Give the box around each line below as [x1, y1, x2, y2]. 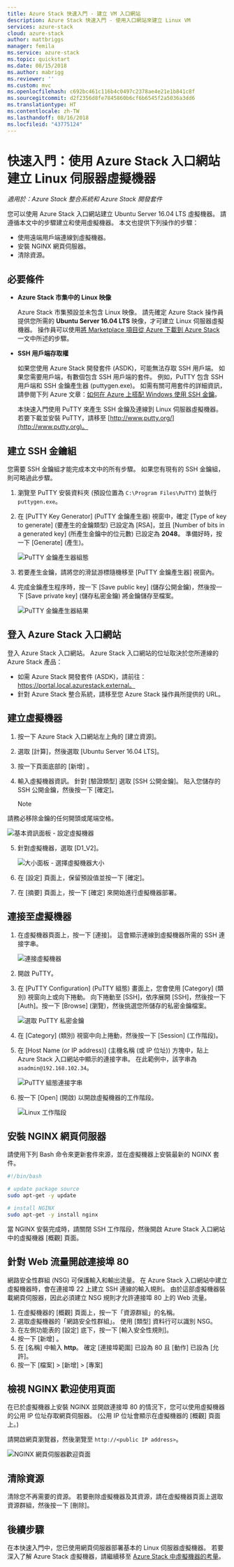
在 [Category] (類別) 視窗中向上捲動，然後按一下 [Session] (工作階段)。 [17, 1031, 222, 1039]
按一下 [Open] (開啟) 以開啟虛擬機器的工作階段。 [17, 1093, 158, 1101]
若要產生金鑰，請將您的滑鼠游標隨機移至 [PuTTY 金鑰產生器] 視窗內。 [17, 568, 219, 577]
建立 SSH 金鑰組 [7, 445, 77, 457]
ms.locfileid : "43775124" [7, 120, 82, 128]
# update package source [7, 1186, 80, 1193]
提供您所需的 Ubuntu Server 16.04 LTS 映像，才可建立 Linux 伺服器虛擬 [17, 317, 224, 325]
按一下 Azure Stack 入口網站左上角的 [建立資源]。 [17, 732, 161, 740]
